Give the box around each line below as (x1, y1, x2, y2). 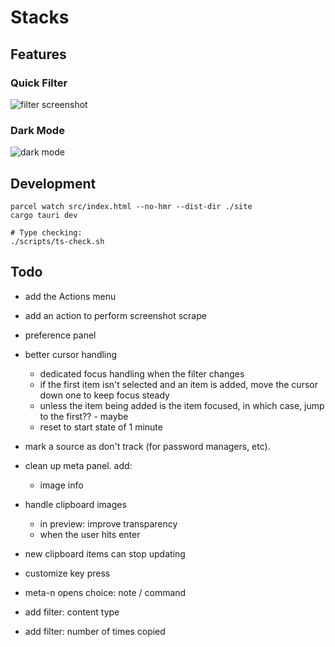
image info (39, 479, 84, 491)
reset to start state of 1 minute (39, 421, 163, 433)
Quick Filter (10, 76, 68, 90)
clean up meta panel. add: (24, 459, 133, 471)
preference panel (24, 329, 97, 341)
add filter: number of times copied (24, 625, 166, 637)
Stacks (10, 6, 70, 29)
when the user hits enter (39, 528, 141, 540)
